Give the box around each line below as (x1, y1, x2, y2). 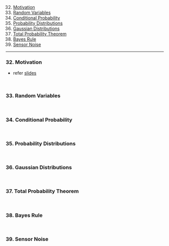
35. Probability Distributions (6, 140, 76, 147)
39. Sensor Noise (6, 235, 49, 242)
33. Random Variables (6, 92, 61, 99)
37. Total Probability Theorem (6, 188, 79, 195)
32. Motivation (6, 59, 42, 66)
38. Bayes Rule (6, 211, 43, 218)
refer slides (13, 70, 37, 76)
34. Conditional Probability (6, 116, 73, 123)
